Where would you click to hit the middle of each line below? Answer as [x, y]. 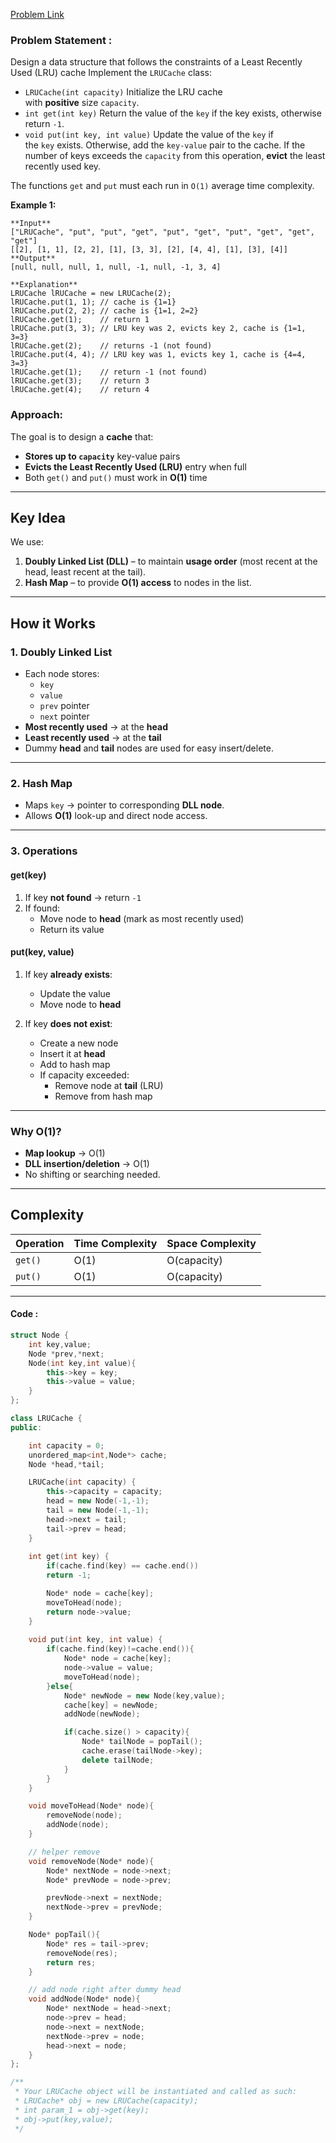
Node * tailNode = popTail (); [142, 1742]
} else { [60, 1686]
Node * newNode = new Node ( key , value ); [144, 1695]
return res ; [71, 1962]
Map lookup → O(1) [65, 1153]
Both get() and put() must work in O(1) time [116, 477]
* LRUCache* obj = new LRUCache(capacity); [106, 2101]
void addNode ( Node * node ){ [84, 1999]
